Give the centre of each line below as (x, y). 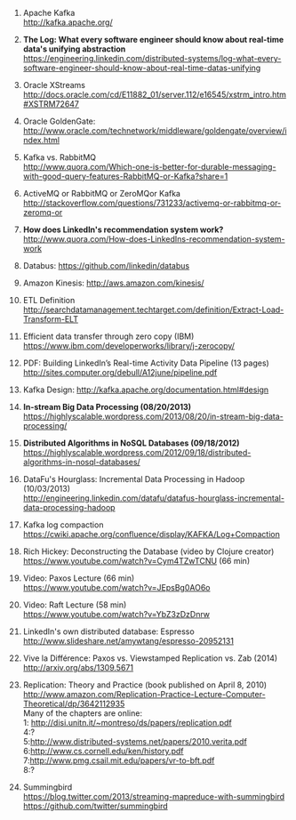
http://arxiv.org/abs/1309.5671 (78, 667)
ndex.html (41, 140)
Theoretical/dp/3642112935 (74, 703)
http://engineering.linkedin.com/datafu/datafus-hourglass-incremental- (154, 498)
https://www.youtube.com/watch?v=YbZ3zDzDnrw (116, 614)
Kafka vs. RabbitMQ (60, 157)
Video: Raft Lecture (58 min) (75, 605)
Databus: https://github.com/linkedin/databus (106, 265)
